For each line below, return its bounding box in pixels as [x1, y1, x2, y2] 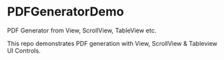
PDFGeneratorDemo [7, 4, 125, 20]
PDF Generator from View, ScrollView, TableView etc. [7, 26, 157, 34]
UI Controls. [7, 47, 41, 55]
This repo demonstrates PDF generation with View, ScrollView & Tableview [7, 39, 218, 47]
